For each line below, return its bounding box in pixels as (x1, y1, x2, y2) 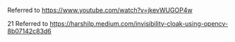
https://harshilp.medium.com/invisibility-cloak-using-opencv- (49, 20, 229, 27)
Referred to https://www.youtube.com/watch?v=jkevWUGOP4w (7, 6, 193, 14)
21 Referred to (7, 20, 49, 27)
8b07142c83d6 (7, 27, 52, 35)
